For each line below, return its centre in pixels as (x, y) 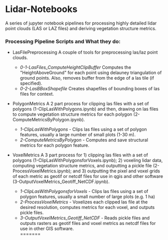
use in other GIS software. (47, 228)
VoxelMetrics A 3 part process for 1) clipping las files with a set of (80, 155)
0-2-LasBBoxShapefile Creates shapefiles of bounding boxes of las (90, 89)
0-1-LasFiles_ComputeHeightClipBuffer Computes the (75, 67)
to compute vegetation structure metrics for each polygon (72, 114)
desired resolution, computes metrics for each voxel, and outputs (87, 207)
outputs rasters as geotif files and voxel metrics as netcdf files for (88, 223)
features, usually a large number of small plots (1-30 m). (78, 135)
